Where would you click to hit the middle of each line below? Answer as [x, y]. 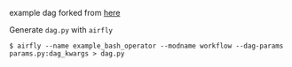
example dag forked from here [65, 13]
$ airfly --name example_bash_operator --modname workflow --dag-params [146, 46]
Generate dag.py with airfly [61, 30]
